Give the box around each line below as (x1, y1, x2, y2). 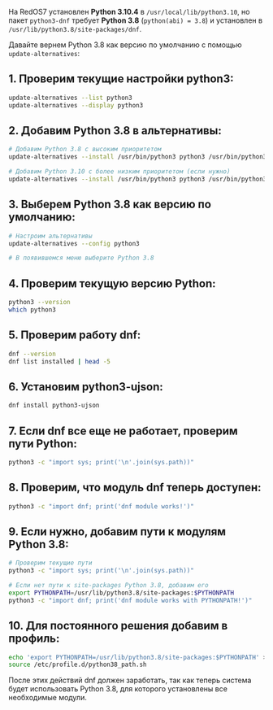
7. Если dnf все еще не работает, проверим (8, 424, 238, 438)
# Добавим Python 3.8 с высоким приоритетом (8, 146, 162, 154)
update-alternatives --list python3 (8, 94, 132, 102)
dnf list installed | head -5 (8, 357, 111, 365)
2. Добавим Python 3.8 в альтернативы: (8, 124, 222, 137)
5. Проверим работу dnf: (8, 329, 141, 342)
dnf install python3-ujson (8, 402, 100, 410)
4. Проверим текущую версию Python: (8, 277, 217, 290)
